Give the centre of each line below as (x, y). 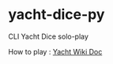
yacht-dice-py (56, 15)
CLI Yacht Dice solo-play (49, 36)
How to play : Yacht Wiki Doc (55, 51)
